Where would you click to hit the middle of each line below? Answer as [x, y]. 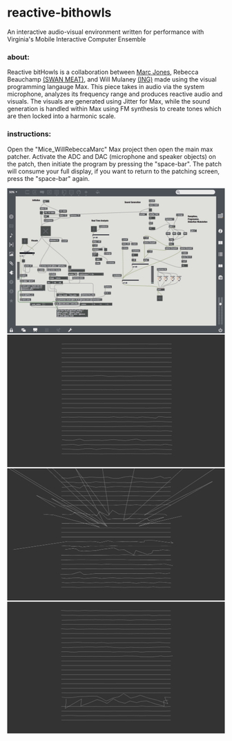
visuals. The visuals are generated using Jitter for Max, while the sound [109, 102]
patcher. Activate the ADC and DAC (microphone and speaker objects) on [112, 156]
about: [18, 57]
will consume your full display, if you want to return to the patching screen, [113, 171]
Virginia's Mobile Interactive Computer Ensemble [77, 39]
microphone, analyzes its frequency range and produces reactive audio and [115, 94]
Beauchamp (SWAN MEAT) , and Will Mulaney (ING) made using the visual [112, 79]
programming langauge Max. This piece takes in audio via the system [106, 87]
